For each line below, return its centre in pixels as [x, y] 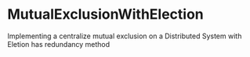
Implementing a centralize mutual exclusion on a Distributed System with [125, 36]
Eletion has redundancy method [59, 44]
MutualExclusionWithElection [106, 14]
